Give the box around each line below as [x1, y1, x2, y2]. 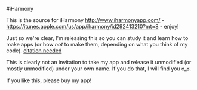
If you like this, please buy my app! [6, 77, 92, 84]
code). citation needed [6, 47, 62, 54]
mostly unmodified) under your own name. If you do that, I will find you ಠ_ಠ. [6, 65, 192, 72]
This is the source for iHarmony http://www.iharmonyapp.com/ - [6, 17, 165, 23]
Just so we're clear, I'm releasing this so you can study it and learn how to [6, 35, 189, 41]
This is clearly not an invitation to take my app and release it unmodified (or [6, 59, 192, 66]
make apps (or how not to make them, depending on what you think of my [6, 41, 188, 48]
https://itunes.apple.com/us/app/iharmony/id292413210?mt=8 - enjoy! [6, 23, 179, 30]
